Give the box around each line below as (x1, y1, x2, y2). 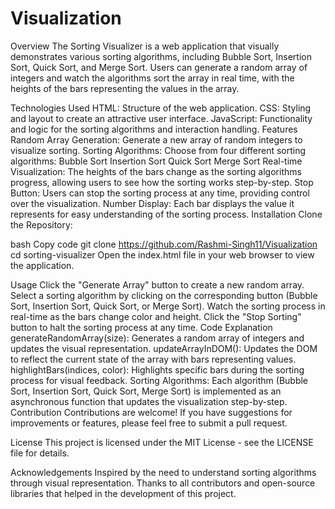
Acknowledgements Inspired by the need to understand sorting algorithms (10, 466, 317, 478)
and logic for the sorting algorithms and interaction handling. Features (10, 123, 298, 135)
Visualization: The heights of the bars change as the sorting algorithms (10, 165, 302, 177)
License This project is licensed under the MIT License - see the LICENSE (10, 436, 314, 448)
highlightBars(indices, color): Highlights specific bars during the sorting (10, 363, 305, 376)
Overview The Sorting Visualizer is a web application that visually (10, 40, 280, 52)
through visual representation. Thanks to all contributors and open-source (10, 477, 316, 489)
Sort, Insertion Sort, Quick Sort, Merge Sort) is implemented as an (10, 385, 282, 397)
